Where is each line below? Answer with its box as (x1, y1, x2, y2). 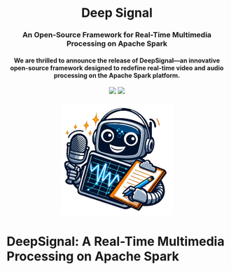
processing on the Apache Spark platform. (53, 71, 181, 79)
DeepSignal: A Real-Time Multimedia (6, 233, 225, 249)
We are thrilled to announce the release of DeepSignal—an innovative (13, 56, 220, 65)
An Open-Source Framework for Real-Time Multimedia (22, 30, 211, 40)
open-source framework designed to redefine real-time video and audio (10, 63, 224, 72)
